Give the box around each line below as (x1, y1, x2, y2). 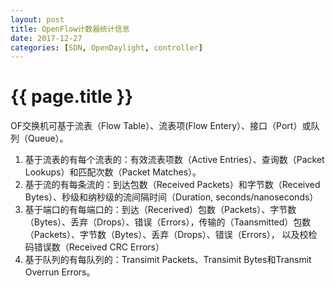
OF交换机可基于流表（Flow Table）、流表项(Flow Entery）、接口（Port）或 (10, 120, 312, 132)
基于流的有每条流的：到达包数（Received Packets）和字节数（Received (24, 179, 321, 191)
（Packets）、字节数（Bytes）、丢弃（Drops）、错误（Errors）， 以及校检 (24, 229, 318, 241)
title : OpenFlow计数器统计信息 (10, 24, 130, 34)
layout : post (10, 14, 65, 25)
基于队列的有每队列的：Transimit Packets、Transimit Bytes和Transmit (24, 254, 312, 266)
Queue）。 (27, 132, 69, 145)
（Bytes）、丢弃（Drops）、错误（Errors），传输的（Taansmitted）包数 (24, 216, 312, 228)
